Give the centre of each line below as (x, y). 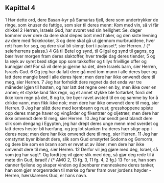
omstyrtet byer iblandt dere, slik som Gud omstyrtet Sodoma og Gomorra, (80, 139)
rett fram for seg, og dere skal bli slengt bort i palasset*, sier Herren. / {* (78, 45)
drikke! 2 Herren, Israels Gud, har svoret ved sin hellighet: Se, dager (73, 30)
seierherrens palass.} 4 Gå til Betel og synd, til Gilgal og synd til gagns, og (80, 51)
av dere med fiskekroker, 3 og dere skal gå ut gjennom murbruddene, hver (80, 41)
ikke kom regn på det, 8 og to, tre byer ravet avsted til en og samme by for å (82, 98)
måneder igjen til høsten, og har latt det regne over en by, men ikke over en (81, 87)
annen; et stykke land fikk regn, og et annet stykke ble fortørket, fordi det (79, 92)
